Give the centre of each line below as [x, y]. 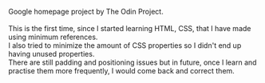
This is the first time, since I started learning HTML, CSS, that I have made [130, 28]
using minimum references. [53, 37]
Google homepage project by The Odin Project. [86, 12]
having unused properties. [51, 54]
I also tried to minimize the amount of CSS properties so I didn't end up [125, 45]
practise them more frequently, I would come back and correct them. [122, 71]
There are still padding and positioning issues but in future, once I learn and [132, 62]
